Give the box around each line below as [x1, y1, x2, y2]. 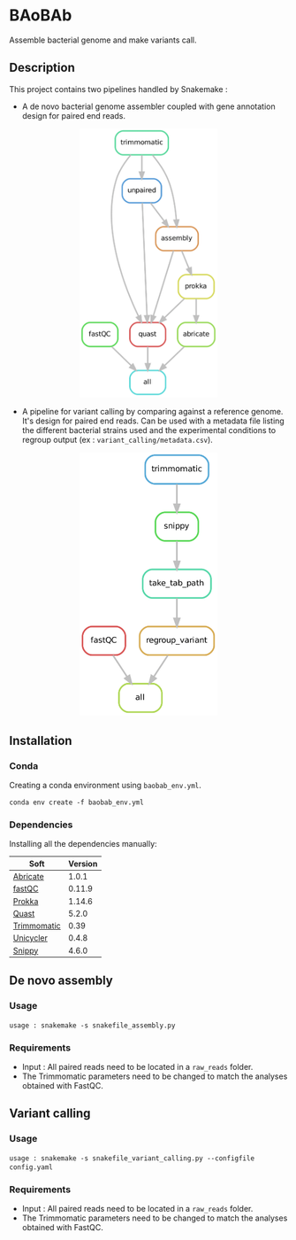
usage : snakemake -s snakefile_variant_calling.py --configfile [9, 1153, 254, 1163]
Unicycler [12, 933, 49, 943]
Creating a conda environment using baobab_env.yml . [9, 779, 201, 790]
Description [9, 60, 75, 75]
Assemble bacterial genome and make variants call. [9, 35, 197, 45]
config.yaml [9, 1162, 53, 1172]
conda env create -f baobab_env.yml [9, 798, 144, 807]
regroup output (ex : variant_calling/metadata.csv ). [21, 434, 214, 445]
